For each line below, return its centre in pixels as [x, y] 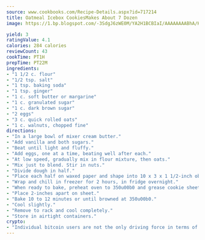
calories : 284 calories [37, 46]
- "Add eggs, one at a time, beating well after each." [79, 153]
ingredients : [23, 68]
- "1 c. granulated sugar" [41, 103]
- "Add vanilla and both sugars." [50, 142]
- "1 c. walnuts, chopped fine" [47, 125]
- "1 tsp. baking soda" [37, 85]
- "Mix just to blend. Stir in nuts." [56, 165]
